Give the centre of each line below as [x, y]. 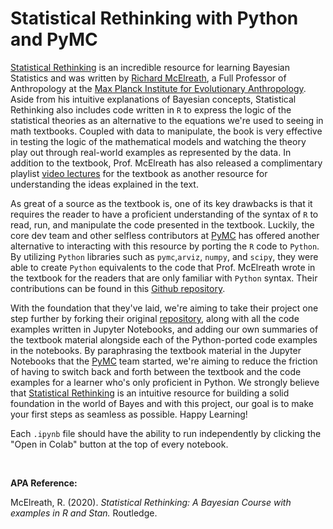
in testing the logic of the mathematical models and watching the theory [158, 141]
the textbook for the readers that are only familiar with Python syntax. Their [164, 278]
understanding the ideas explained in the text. [104, 184]
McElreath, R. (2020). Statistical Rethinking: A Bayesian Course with [151, 502]
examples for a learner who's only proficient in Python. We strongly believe [165, 382]
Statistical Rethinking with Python [154, 18]
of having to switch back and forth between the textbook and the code [156, 371]
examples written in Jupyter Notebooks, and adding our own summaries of [164, 329]
